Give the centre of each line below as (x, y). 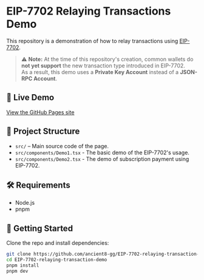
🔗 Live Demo (30, 97)
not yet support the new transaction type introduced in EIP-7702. (103, 66)
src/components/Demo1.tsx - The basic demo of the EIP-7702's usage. (102, 152)
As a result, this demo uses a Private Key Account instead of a (100, 72)
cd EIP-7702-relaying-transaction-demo (57, 260)
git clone (19, 254)
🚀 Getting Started (40, 228)
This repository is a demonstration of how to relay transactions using (92, 41)
